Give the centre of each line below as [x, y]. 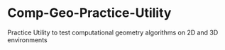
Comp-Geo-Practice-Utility [89, 13]
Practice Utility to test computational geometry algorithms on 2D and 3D [113, 32]
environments [27, 39]
